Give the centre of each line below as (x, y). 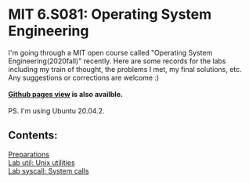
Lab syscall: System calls (49, 170)
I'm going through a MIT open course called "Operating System (110, 52)
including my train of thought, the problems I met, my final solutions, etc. (125, 69)
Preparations (29, 154)
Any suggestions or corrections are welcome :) (84, 77)
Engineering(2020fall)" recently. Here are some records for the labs (117, 61)
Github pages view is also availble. (66, 94)
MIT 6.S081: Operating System (110, 14)
